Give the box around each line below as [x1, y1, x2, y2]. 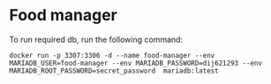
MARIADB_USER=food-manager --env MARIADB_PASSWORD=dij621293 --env [9, 59, 263, 67]
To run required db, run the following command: [9, 34, 184, 45]
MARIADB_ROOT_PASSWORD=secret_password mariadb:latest [9, 66, 219, 75]
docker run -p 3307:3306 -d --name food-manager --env [9, 51, 215, 59]
